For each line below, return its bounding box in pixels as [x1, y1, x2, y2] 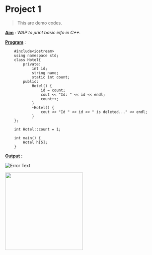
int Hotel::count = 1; [14, 127, 61, 132]
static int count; [31, 74, 70, 80]
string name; [31, 70, 59, 75]
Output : [5, 153, 23, 159]
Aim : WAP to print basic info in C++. [5, 29, 81, 35]
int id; [31, 66, 48, 71]
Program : [5, 39, 26, 45]
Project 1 [5, 3, 41, 15]
